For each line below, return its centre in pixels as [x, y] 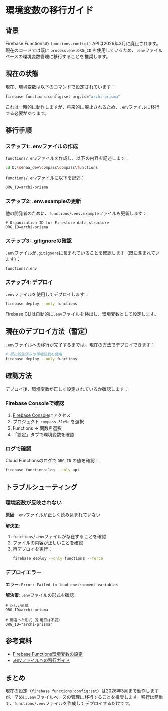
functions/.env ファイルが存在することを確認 [59, 536]
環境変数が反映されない [33, 503]
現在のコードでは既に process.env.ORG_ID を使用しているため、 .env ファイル [84, 50]
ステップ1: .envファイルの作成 [42, 146]
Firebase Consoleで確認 [35, 403]
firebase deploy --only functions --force [58, 558]
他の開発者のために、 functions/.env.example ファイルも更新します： [76, 213]
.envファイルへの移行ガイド [41, 660]
